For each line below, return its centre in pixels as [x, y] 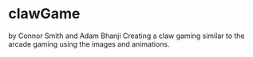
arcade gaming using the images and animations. [89, 44]
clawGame [44, 14]
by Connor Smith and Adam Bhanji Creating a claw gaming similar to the [126, 36]
